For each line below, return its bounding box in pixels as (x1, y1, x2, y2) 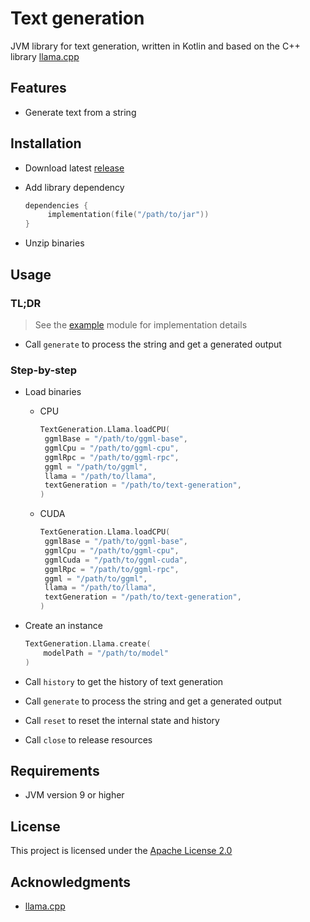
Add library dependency (24, 181, 125, 193)
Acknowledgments (10, 873, 132, 891)
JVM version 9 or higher (24, 789, 125, 801)
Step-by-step (10, 363, 78, 377)
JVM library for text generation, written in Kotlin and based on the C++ (10, 40, 301, 52)
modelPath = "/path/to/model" (43, 648, 169, 658)
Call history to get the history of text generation (24, 675, 224, 687)
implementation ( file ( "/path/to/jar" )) (47, 210, 210, 220)
